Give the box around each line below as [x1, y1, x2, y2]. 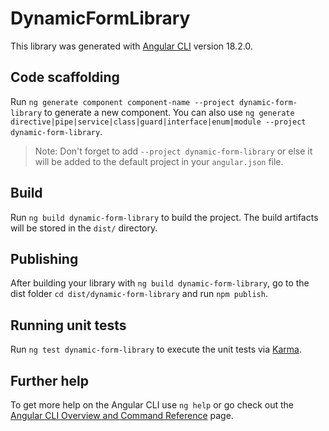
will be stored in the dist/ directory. [10, 222, 158, 234]
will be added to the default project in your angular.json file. [34, 155, 284, 167]
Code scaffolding [10, 69, 120, 86]
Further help [10, 372, 90, 389]
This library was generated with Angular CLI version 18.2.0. [10, 40, 253, 52]
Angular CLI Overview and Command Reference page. [10, 410, 234, 421]
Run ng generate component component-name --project [10, 95, 235, 107]
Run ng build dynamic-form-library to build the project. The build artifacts [10, 211, 319, 223]
